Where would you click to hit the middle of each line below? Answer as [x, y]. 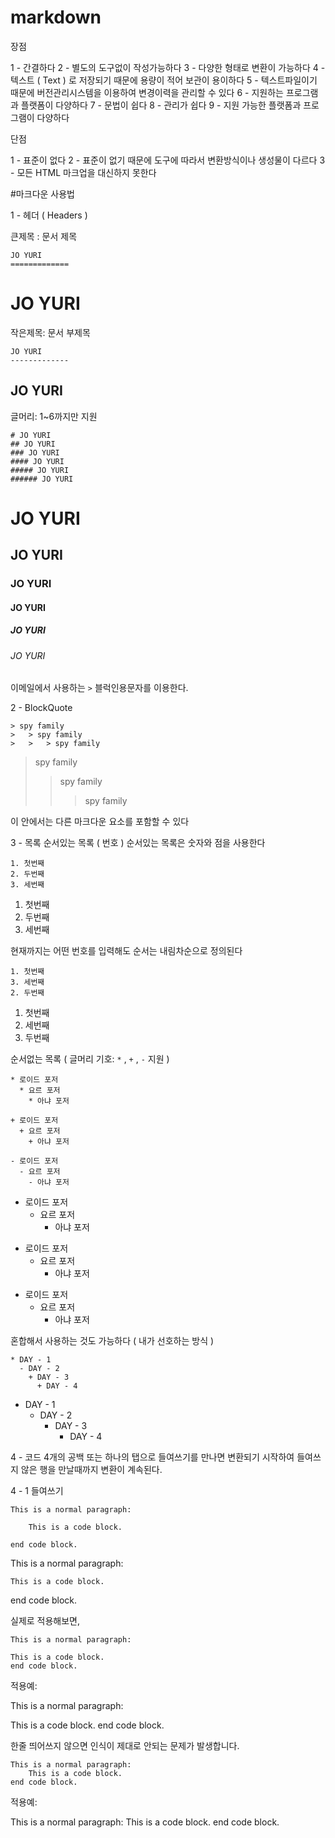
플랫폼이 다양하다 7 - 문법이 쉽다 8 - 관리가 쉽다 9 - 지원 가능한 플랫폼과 [161, 105]
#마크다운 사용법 [42, 193]
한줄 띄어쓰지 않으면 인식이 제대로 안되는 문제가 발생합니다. [125, 1746]
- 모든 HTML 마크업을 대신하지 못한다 [83, 172]
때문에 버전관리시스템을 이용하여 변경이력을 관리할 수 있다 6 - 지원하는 [147, 92]
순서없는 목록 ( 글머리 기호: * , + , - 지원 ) [90, 1059]
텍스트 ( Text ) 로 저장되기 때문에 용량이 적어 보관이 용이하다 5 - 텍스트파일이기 [164, 80]
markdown [56, 17]
